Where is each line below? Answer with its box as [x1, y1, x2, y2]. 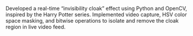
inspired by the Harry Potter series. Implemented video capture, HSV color [5, 11, 187, 18]
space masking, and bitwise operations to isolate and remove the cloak [5, 17, 179, 24]
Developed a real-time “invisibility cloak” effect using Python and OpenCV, [5, 5, 188, 12]
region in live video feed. [5, 23, 66, 30]
